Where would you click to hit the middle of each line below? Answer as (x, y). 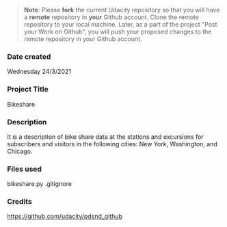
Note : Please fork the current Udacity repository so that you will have (122, 10)
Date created (29, 56)
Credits (19, 202)
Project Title (28, 90)
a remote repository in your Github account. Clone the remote (111, 17)
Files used (25, 169)
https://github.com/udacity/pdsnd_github (65, 216)
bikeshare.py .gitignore (39, 184)
